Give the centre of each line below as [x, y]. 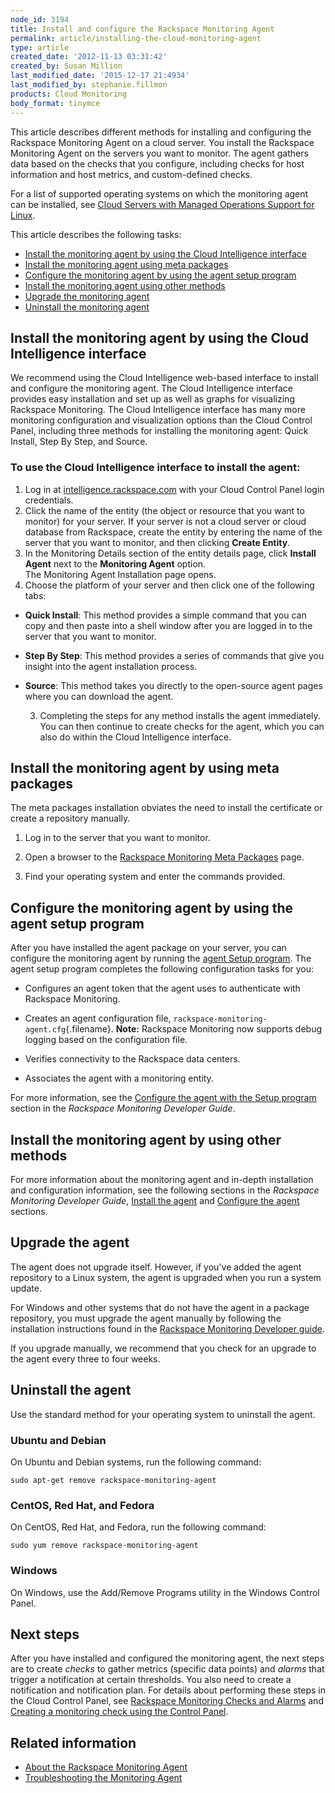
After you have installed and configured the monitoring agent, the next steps [167, 1658]
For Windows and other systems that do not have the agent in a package [160, 1307]
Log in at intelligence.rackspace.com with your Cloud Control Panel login [174, 489]
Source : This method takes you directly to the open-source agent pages [173, 685]
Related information [73, 1742]
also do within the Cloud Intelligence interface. [135, 737]
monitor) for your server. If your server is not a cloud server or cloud [165, 521]
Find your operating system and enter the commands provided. [155, 877]
